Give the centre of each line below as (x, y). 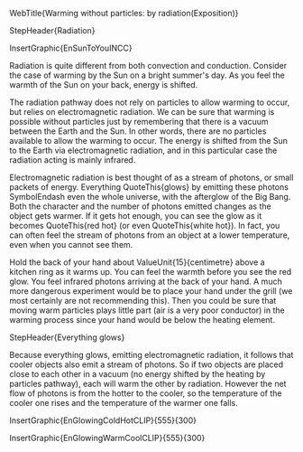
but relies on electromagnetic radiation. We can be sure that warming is (142, 112)
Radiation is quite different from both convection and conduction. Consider (148, 66)
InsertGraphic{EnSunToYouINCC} (71, 48)
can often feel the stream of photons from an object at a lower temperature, (150, 235)
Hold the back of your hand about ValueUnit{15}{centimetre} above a (137, 262)
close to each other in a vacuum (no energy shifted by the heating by (138, 374)
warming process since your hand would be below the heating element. (142, 320)
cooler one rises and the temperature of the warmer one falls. (124, 403)
